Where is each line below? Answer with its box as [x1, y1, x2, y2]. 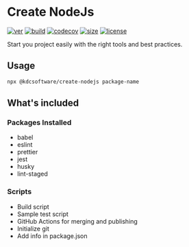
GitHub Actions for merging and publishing [16, 217, 138, 225]
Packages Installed [7, 117, 72, 127]
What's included [7, 97, 79, 109]
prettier [16, 148, 38, 156]
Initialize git [16, 224, 50, 233]
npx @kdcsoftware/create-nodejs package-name [7, 78, 139, 85]
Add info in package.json [16, 231, 88, 240]
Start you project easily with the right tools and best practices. [7, 40, 183, 48]
